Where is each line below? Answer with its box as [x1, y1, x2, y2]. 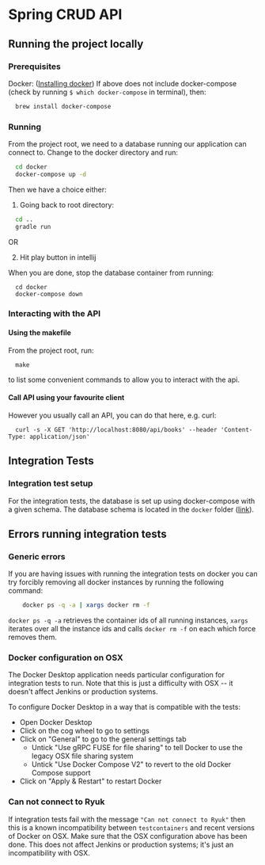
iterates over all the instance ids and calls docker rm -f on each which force [8, 624, 256, 634]
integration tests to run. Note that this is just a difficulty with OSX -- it [8, 679, 233, 688]
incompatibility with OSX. [8, 848, 91, 857]
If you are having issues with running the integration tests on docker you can [8, 569, 258, 579]
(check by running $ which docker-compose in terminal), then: [8, 87, 207, 97]
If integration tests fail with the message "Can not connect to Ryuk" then [8, 814, 246, 824]
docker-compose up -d [15, 170, 87, 178]
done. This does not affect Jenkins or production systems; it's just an [8, 840, 234, 849]
